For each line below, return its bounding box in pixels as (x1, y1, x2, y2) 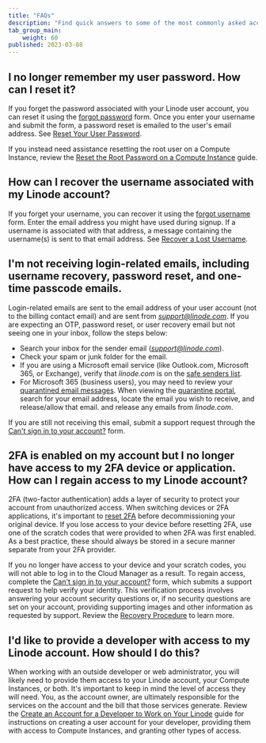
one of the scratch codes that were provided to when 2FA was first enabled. (8, 528, 256, 538)
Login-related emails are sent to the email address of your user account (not (8, 302, 257, 313)
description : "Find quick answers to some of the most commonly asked (8, 19, 246, 27)
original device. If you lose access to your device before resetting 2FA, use (8, 520, 252, 529)
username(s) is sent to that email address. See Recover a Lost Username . (8, 234, 248, 244)
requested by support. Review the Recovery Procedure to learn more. (8, 611, 235, 620)
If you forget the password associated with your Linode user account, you (8, 104, 249, 113)
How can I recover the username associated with (8, 176, 255, 189)
